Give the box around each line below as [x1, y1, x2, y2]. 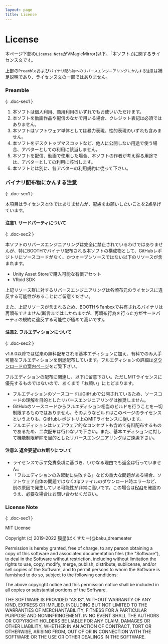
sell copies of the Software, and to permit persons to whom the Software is [5, 566, 160, 572]
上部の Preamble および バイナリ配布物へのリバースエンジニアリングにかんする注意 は [5, 68, 158, 74]
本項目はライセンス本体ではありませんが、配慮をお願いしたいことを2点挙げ [5, 201, 161, 207]
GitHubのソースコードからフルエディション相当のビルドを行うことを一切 [12, 404, 163, 410]
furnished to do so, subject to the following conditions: [5, 572, 118, 578]
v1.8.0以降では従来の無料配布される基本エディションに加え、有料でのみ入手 [5, 351, 162, 357]
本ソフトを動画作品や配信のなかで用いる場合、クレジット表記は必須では [12, 115, 162, 121]
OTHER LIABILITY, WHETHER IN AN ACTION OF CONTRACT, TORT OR [5, 623, 151, 629]
